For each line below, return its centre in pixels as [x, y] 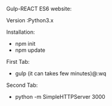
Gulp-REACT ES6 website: [39, 9]
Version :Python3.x [30, 20]
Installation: [21, 32]
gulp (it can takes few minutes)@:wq [61, 73]
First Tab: [18, 62]
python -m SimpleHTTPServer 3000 [60, 97]
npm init [25, 44]
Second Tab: [22, 85]
